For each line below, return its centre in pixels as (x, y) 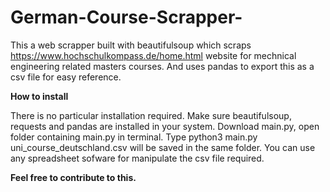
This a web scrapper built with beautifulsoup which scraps (131, 45)
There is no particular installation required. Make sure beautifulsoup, (151, 115)
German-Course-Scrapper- (126, 17)
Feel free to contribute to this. (73, 177)
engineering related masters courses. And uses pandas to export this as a (162, 66)
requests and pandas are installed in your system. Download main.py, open (165, 126)
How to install (39, 96)
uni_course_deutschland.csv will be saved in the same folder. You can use (163, 147)
